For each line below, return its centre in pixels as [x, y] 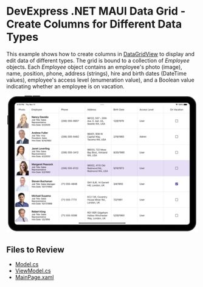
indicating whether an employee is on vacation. [65, 86]
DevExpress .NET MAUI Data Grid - [96, 11]
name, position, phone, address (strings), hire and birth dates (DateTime [97, 73]
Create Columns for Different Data [94, 24]
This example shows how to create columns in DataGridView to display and [101, 54]
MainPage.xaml [34, 277]
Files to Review [36, 250]
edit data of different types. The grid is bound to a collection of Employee [98, 60]
